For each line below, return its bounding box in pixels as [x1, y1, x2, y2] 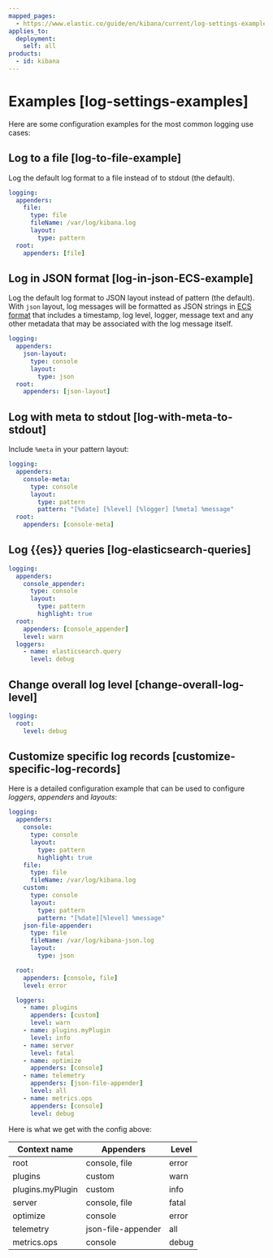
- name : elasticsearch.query [23, 648, 122, 656]
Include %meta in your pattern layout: [8, 445, 129, 454]
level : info [29, 1034, 71, 1042]
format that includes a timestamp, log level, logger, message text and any [8, 310, 253, 320]
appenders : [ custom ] [29, 1011, 100, 1020]
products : [8, 50, 42, 58]
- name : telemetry [23, 1072, 85, 1080]
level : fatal [29, 1049, 75, 1057]
